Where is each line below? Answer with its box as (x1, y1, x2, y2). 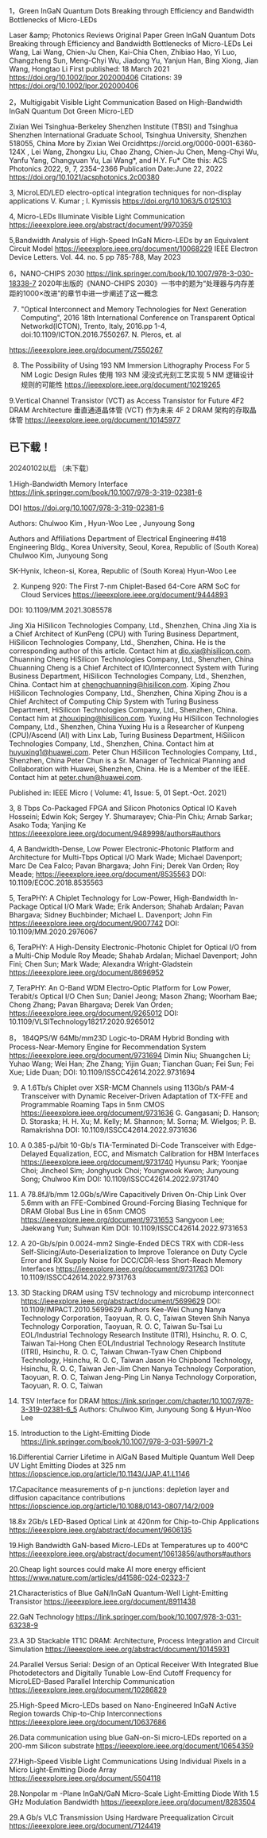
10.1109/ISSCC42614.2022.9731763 (20, 1272, 137, 1282)
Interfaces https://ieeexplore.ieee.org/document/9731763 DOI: (20, 1264, 225, 1273)
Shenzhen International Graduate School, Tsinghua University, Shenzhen (9, 130, 247, 140)
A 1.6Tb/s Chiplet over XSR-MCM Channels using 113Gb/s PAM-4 (20, 1083, 235, 1092)
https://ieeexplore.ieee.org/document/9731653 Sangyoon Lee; (20, 1214, 225, 1224)
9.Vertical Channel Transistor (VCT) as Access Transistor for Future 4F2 (9, 396, 245, 405)
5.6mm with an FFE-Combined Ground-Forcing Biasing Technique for (20, 1198, 248, 1207)
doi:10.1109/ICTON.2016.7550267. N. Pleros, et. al (20, 330, 182, 339)
